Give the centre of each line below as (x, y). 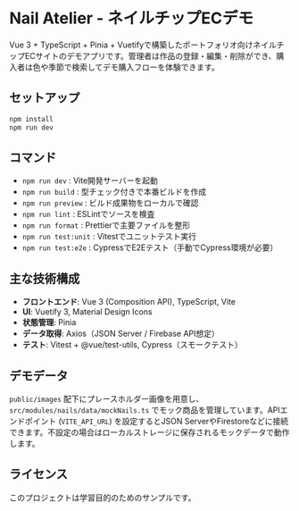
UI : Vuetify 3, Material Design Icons (87, 312)
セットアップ (45, 98)
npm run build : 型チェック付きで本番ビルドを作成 (114, 192)
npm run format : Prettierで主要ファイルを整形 (106, 225)
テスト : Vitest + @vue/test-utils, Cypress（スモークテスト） (132, 345)
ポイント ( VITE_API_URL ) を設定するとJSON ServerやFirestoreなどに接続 (157, 421)
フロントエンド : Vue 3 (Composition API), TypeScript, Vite (129, 302)
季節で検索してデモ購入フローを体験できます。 (134, 67)
